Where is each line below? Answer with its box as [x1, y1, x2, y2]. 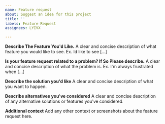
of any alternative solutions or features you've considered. [5, 98, 124, 104]
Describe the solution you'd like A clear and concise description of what [5, 79, 154, 84]
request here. [5, 113, 33, 119]
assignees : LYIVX [5, 26, 41, 31]
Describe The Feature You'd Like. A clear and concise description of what [5, 43, 157, 49]
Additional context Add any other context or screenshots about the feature [5, 108, 158, 114]
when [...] [5, 69, 25, 75]
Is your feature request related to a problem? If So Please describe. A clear [5, 58, 161, 64]
